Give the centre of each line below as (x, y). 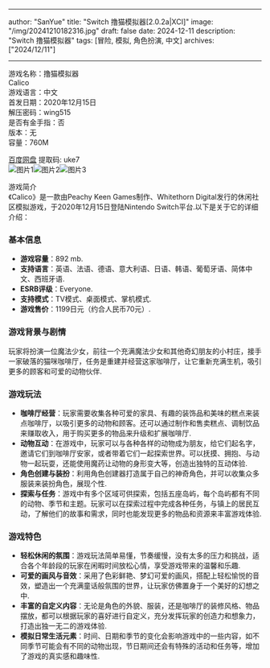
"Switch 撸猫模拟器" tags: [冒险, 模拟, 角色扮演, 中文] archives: (111, 40)
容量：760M (29, 142)
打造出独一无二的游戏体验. (63, 626)
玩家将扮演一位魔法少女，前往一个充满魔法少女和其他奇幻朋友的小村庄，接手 (135, 351)
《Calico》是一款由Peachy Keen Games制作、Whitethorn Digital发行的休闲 (130, 197)
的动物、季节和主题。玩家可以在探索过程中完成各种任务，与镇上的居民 (136, 503)
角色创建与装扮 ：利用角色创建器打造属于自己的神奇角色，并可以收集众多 (139, 473)
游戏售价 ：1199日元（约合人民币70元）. (85, 309)
